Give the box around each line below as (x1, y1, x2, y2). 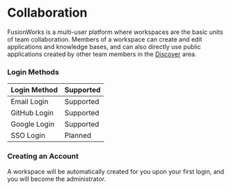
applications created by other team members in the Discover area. (7, 50, 197, 58)
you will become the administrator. (7, 175, 106, 183)
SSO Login (10, 130, 45, 140)
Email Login (10, 97, 49, 107)
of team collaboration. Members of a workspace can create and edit (7, 35, 202, 43)
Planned (64, 130, 92, 140)
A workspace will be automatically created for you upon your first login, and (7, 167, 225, 175)
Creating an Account (7, 151, 79, 161)
